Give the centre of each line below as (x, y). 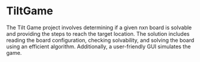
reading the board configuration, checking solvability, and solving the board (100, 40)
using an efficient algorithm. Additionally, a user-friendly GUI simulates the (98, 46)
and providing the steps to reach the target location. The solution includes (98, 33)
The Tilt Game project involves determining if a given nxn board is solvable (99, 27)
